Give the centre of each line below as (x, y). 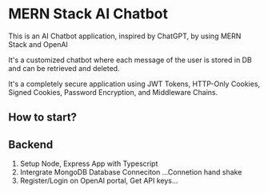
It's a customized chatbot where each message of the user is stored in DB (130, 60)
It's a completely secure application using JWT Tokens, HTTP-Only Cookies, (134, 84)
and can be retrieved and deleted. (64, 68)
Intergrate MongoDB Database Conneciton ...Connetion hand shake (131, 172)
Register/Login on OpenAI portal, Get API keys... (99, 181)
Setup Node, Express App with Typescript (89, 163)
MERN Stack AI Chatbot (88, 14)
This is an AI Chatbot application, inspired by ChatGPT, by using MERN (125, 36)
